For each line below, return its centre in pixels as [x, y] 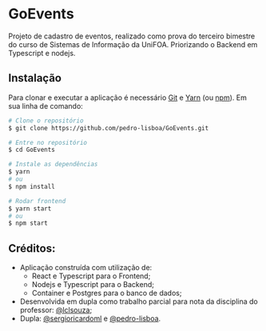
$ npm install [32, 186]
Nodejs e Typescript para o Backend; [93, 285]
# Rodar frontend [37, 201]
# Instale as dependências [53, 165]
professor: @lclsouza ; [56, 310]
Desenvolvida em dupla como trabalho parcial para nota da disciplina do [139, 301]
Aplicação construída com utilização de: [86, 268]
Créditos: [32, 248]
